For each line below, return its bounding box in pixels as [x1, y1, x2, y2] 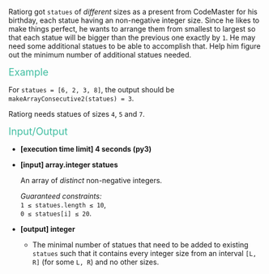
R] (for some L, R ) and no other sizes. [32, 257, 160, 267]
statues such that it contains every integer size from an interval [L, [32, 249, 257, 258]
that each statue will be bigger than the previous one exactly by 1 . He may [8, 32, 256, 42]
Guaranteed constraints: [19, 191, 102, 201]
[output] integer [19, 225, 75, 233]
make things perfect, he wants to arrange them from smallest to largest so [8, 24, 256, 33]
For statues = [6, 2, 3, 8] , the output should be [8, 85, 175, 94]
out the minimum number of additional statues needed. [8, 50, 192, 59]
